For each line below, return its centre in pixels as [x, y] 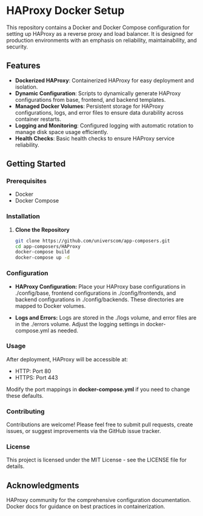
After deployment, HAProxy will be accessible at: [67, 359]
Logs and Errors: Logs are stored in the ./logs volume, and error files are [106, 317]
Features [23, 66]
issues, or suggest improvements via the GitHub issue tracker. [84, 431]
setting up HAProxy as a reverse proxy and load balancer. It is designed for [100, 33]
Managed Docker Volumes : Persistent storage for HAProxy [89, 106]
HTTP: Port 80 [33, 371]
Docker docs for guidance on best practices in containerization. [86, 506]
